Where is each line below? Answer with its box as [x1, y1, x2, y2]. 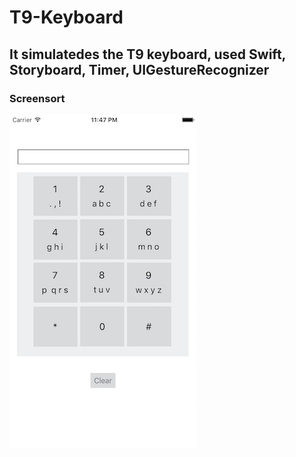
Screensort [9, 91, 66, 105]
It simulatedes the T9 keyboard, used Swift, [9, 46, 286, 63]
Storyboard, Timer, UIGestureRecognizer [9, 61, 270, 78]
